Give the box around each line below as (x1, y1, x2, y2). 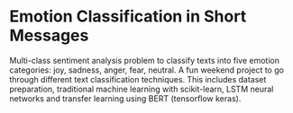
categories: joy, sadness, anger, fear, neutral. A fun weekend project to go (9, 65, 284, 75)
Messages (9, 25, 89, 46)
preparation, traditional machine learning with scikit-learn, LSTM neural (9, 83, 274, 94)
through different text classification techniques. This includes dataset (9, 74, 267, 84)
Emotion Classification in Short (9, 6, 247, 27)
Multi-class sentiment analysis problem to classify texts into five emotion (9, 55, 279, 65)
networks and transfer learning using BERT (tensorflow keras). (9, 92, 242, 104)
